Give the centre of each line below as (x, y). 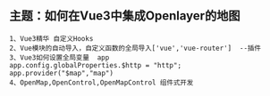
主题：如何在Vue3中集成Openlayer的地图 (125, 16)
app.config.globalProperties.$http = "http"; (95, 65)
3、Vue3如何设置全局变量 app (59, 57)
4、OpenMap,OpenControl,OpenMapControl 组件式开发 (101, 83)
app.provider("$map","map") (62, 73)
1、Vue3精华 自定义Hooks (51, 38)
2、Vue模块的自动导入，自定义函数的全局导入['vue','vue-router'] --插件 (135, 48)
